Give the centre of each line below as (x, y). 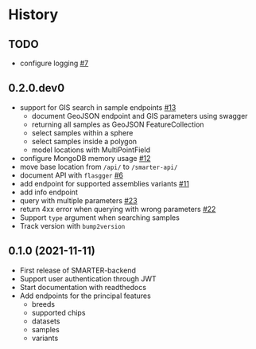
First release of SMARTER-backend (78, 270)
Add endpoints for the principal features (85, 296)
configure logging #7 (54, 63)
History (33, 15)
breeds (43, 304)
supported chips (58, 312)
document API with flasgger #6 (71, 175)
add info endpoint (48, 192)
